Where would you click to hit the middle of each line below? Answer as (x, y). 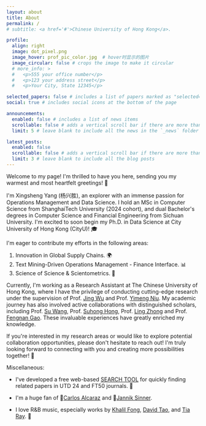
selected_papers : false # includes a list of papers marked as (89, 97)
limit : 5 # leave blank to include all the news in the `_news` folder (105, 131)
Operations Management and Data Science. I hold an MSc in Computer (96, 202)
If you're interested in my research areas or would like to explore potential (99, 336)
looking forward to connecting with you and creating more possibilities (95, 349)
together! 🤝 (21, 356)
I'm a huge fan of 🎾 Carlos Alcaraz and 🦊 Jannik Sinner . (84, 397)
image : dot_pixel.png (40, 52)
